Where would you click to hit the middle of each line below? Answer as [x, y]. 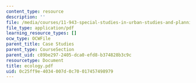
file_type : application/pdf [40, 28]
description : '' [26, 17]
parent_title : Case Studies [40, 44]
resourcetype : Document [35, 60]
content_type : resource [35, 11]
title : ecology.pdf [30, 66]
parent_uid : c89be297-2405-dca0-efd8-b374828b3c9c [69, 55]
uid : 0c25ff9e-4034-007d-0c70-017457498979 [60, 71]
